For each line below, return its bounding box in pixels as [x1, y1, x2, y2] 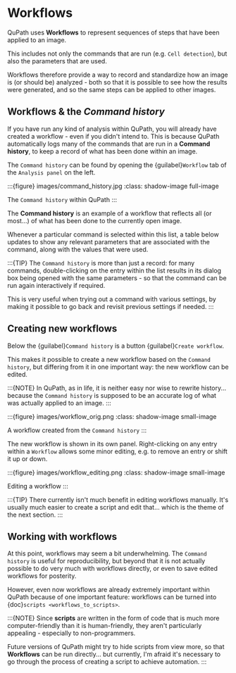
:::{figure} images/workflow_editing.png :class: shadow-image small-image [7, 468, 225, 477]
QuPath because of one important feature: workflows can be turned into [7, 593, 217, 601]
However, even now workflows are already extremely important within [7, 586, 210, 594]
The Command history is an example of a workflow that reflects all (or [7, 209, 212, 218]
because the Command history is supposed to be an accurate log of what [7, 391, 217, 399]
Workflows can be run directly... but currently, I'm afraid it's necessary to [7, 650, 221, 659]
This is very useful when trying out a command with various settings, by [7, 294, 216, 303]
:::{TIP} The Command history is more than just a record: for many [7, 258, 195, 267]
